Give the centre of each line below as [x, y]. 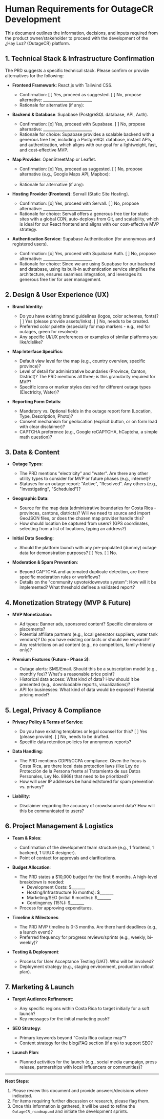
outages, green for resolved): [49, 331]
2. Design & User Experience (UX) [57, 295]
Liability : [21, 796]
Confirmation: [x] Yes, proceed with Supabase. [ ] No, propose [82, 124]
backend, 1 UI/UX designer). [48, 852]
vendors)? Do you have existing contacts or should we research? [85, 640]
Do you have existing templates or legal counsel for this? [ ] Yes [83, 731]
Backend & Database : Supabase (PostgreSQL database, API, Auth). [80, 114]
